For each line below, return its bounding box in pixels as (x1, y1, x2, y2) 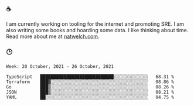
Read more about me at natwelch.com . (6, 33, 100, 40)
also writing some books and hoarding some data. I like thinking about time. (6, 27, 189, 34)
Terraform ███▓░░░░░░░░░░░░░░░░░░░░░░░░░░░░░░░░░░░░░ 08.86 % (6, 78, 175, 85)
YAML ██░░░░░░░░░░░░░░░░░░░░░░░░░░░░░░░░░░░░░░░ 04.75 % (6, 94, 175, 100)
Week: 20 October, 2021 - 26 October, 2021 (6, 63, 114, 69)
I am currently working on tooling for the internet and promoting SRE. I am (6, 20, 185, 28)
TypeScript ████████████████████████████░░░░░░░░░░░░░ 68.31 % (6, 74, 175, 80)
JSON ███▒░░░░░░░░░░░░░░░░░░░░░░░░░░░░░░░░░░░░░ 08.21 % (6, 89, 175, 95)
